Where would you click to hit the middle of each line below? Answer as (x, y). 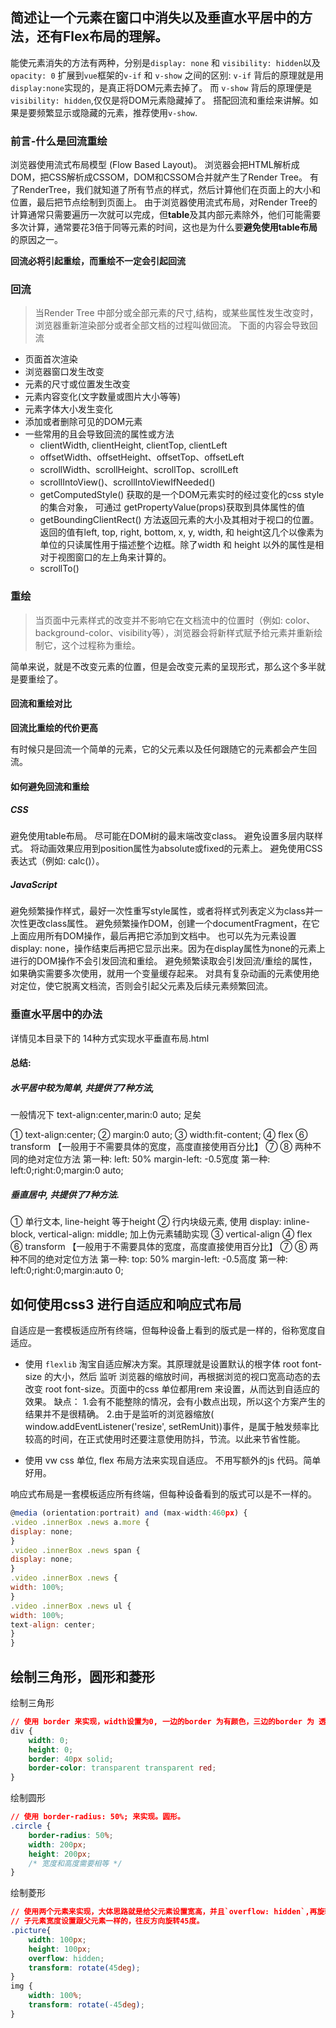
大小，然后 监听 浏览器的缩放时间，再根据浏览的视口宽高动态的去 (187, 1377)
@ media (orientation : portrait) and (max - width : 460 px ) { (129, 1513)
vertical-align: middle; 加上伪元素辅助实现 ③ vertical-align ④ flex (175, 1234)
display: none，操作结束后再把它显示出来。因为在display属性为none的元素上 (168, 949)
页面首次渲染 (51, 359)
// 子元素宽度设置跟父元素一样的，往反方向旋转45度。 (107, 1921)
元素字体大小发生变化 (68, 409)
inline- (296, 1222)
